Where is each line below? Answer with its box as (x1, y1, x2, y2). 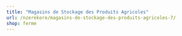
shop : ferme (6, 20, 37, 26)
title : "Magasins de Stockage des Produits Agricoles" (6, 9, 149, 15)
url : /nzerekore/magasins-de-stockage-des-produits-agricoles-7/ (6, 15, 176, 21)
